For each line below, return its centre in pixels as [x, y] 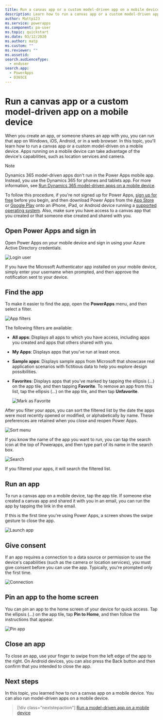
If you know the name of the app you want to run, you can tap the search [78, 440]
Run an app [22, 484]
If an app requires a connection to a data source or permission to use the [78, 557]
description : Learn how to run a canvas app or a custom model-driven [78, 14]
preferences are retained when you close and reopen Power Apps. [72, 421]
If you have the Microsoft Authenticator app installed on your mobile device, [81, 267]
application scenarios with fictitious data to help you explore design [80, 367]
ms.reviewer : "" [21, 50]
